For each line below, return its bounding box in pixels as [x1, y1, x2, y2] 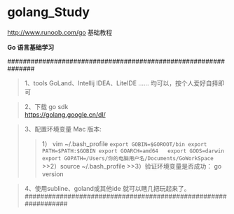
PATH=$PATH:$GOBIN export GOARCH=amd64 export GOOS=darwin [41, 148, 224, 155]
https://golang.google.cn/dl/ [24, 110, 106, 119]
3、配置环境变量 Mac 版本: [24, 124, 102, 133]
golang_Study [7, 4, 90, 20]
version [41, 169, 64, 178]
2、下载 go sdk [24, 102, 69, 110]
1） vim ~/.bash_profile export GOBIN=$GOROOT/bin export [41, 139, 207, 148]
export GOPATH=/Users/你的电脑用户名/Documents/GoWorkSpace [41, 155, 214, 162]
